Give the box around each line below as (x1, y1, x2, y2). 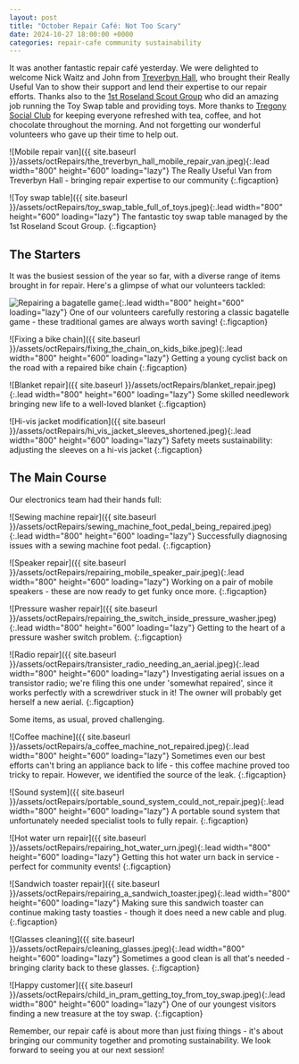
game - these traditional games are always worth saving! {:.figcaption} (9, 317, 269, 328)
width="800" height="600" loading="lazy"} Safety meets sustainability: (9, 435, 273, 446)
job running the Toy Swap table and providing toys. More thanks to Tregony (9, 100, 287, 112)
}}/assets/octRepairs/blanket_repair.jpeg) (124, 379, 277, 390)
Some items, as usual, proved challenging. (9, 713, 165, 725)
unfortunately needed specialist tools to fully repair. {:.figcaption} (9, 815, 249, 826)
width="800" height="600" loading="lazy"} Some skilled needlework (35, 389, 290, 400)
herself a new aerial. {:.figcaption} (9, 696, 135, 707)
